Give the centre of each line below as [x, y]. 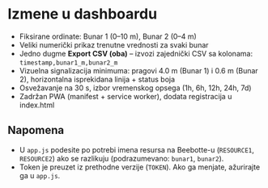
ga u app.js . [40, 175]
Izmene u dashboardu [83, 14]
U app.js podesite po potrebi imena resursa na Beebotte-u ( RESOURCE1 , [136, 149]
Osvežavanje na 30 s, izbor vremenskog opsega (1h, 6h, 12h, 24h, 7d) [135, 88]
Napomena [36, 130]
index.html [37, 105]
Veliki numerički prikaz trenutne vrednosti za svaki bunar [114, 44]
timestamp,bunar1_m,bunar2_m [68, 63]
